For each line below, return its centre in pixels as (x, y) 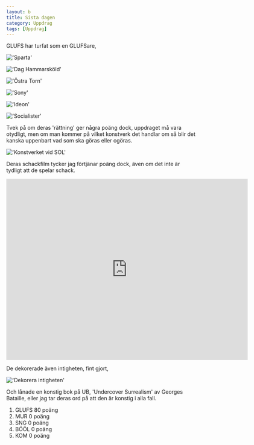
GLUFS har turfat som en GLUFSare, (51, 46)
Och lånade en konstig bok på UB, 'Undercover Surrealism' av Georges (94, 392)
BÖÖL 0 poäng (33, 429)
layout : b (19, 12)
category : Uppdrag (29, 23)
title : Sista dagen (31, 18)
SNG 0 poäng (32, 423)
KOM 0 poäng (32, 436)
